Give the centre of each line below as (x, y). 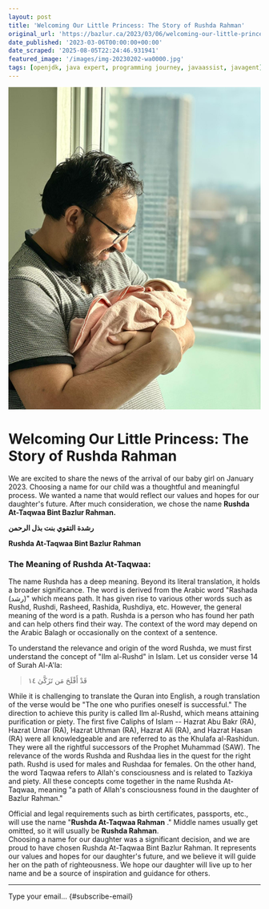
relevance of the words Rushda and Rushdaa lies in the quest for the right (129, 756)
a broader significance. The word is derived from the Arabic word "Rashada (133, 590)
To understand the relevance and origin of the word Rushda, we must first (130, 648)
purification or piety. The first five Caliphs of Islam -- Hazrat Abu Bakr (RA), (132, 722)
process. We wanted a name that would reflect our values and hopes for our (134, 496)
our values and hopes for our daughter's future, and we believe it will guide (132, 856)
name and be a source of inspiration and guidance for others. (109, 874)
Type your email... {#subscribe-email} (71, 896)
